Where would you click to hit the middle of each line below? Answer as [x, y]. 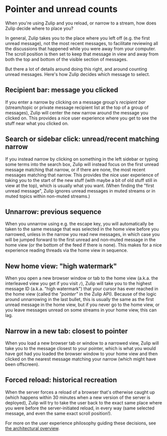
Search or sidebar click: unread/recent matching [82, 139]
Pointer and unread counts [62, 9]
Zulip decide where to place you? [39, 28]
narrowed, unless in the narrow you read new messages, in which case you [83, 234]
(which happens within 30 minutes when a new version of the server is [78, 397]
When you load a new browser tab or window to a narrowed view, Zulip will [82, 343]
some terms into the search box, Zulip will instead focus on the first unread [82, 164]
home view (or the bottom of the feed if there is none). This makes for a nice [83, 245]
